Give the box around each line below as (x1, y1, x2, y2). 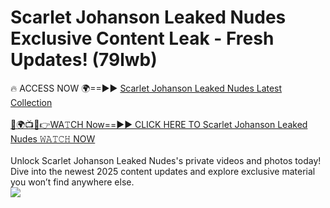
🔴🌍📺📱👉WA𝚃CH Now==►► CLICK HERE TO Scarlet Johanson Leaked (10, 118, 308, 130)
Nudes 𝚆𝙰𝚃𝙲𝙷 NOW (10, 132, 96, 145)
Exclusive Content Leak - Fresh (10, 27, 275, 50)
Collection (10, 96, 53, 108)
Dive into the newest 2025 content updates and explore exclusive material (10, 165, 316, 177)
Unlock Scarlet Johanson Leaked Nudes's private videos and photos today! (10, 154, 322, 166)
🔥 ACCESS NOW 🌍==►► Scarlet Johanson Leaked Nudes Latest (10, 82, 283, 94)
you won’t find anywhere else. (10, 176, 135, 188)
